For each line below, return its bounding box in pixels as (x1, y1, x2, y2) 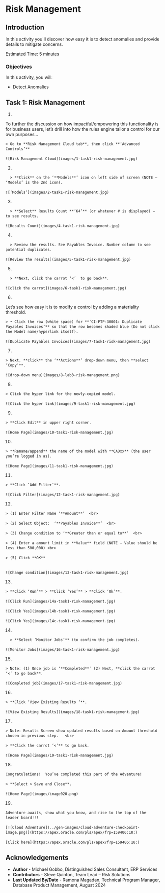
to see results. (5, 214, 39, 219)
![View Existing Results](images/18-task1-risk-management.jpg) (5, 710, 140, 714)
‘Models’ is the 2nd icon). (5, 180, 63, 185)
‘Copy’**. (5, 363, 26, 368)
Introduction (5, 23, 45, 32)
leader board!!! (5, 815, 39, 821)
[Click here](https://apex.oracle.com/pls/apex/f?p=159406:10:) (5, 840, 140, 845)
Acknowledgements (5, 853, 69, 861)
